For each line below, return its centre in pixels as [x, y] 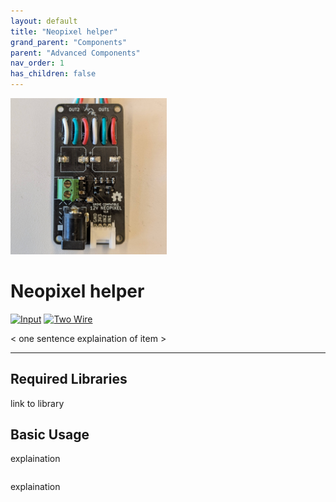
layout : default [44, 21]
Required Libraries [69, 379]
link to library [37, 403]
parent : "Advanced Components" [75, 53]
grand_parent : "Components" [69, 42]
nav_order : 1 [37, 63]
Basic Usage [50, 434]
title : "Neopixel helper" [64, 31]
